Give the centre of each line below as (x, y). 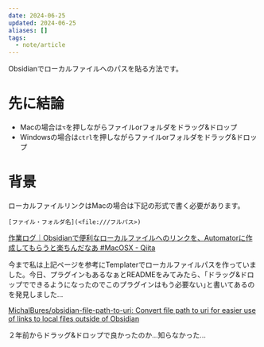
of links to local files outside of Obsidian (74, 319)
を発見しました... (36, 294)
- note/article (41, 45)
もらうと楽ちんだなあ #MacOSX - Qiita (92, 248)
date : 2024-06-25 (37, 15)
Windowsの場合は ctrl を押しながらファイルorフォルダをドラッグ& (128, 137)
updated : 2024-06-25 (43, 23)
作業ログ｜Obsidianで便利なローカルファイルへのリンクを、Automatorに (127, 238)
